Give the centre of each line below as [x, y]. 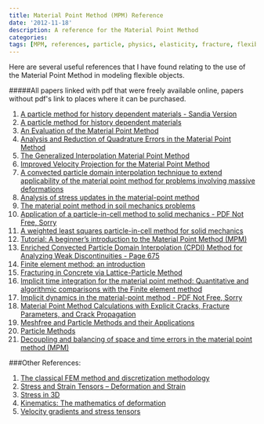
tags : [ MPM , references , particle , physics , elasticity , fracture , [121, 45]
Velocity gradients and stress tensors [80, 411]
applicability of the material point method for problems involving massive [137, 181]
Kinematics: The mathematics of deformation [93, 403]
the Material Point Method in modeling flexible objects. [97, 75]
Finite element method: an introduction [83, 265]
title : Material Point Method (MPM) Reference [86, 15]
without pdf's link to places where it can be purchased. [98, 99]
